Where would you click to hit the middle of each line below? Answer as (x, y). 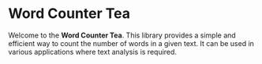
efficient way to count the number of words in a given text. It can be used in (131, 43)
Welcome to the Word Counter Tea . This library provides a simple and (122, 35)
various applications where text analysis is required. (93, 52)
